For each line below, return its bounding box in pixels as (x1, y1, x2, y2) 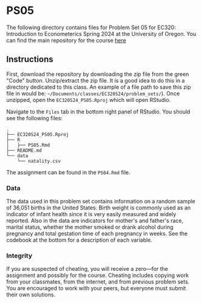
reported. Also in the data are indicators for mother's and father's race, (6, 217, 184, 225)
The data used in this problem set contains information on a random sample (6, 198, 196, 205)
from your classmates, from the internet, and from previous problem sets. (6, 278, 190, 285)
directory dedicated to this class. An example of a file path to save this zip (6, 83, 191, 90)
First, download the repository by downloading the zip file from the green (6, 70, 189, 78)
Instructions (6, 54, 53, 64)
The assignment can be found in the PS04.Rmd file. (6, 168, 130, 176)
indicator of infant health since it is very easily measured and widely (6, 211, 177, 218)
